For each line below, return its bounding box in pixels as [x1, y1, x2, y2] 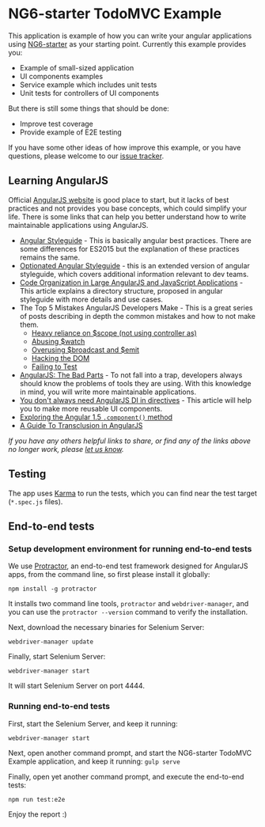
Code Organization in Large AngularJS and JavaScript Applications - [19, 278, 244, 287]
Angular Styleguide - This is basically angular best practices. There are [19, 235, 252, 245]
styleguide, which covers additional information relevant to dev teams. [19, 269, 249, 279]
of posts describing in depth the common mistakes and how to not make [19, 311, 256, 321]
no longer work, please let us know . [8, 444, 124, 453]
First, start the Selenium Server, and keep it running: [8, 719, 178, 728]
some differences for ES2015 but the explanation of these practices [19, 244, 240, 253]
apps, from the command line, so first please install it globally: [8, 570, 210, 579]
